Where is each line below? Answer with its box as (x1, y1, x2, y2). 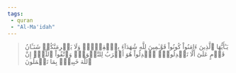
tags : (7, 10, 23, 18)
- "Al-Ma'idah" (10, 23, 55, 30)
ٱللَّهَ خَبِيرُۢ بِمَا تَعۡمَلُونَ (24, 58, 92, 66)
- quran (10, 17, 33, 24)
